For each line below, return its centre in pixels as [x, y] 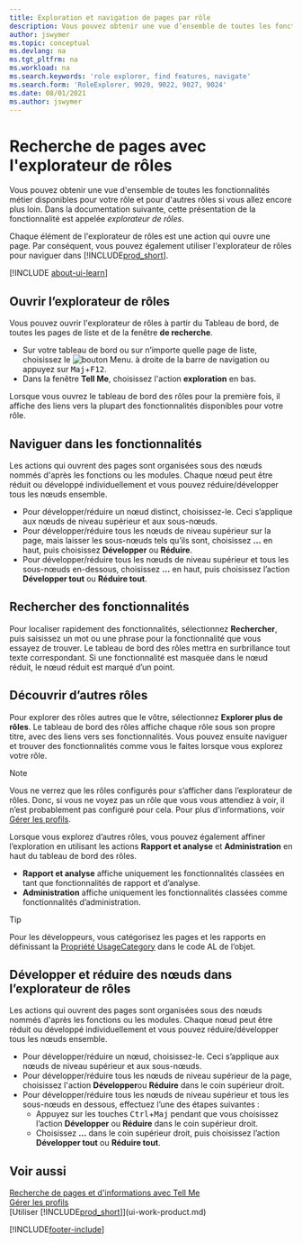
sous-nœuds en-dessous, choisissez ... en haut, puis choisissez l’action [156, 569]
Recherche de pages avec [108, 146]
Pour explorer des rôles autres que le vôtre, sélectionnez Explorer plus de [146, 717]
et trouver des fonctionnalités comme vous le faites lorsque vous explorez [146, 745]
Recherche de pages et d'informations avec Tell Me [105, 1193]
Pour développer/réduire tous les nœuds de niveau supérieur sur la [147, 530]
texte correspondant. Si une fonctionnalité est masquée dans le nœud [138, 657]
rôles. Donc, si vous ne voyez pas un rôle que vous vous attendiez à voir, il [147, 800]
